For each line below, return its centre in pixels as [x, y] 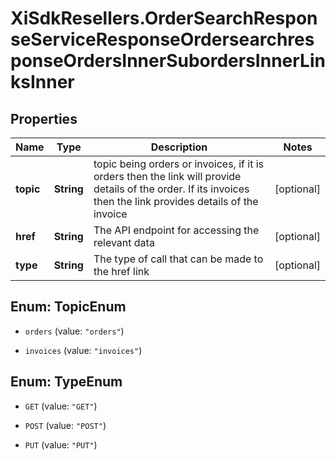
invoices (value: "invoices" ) [83, 350]
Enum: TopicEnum [68, 307]
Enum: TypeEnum [66, 382]
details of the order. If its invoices [171, 189]
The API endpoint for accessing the [176, 230]
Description [179, 147]
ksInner [42, 82]
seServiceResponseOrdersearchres [162, 39]
